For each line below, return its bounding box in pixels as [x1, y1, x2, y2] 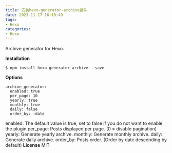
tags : [5, 17, 17, 22]
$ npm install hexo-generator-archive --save [5, 65, 104, 70]
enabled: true [10, 89, 40, 94]
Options [5, 74, 23, 80]
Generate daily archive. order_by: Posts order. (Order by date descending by [5, 137, 167, 143]
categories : [5, 27, 31, 32]
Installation [5, 55, 30, 62]
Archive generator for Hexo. [5, 46, 64, 51]
